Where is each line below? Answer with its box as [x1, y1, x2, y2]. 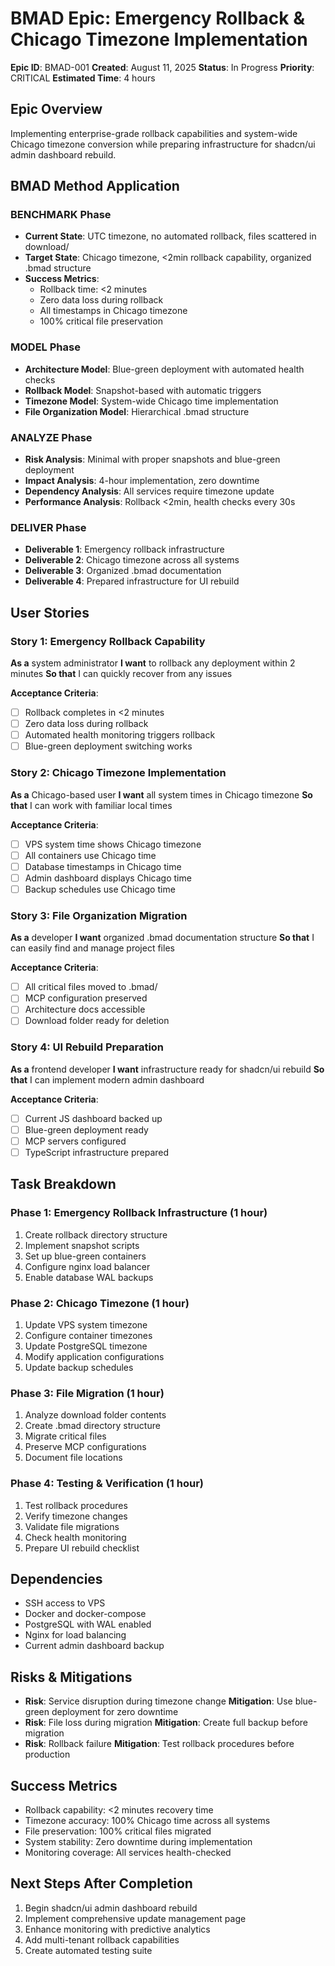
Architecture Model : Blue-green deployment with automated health [24, 363, 305, 375]
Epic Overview [10, 101, 103, 118]
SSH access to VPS [24, 1597, 106, 1609]
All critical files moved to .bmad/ [24, 981, 158, 993]
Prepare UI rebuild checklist [24, 1542, 140, 1554]
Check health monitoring [24, 1531, 127, 1543]
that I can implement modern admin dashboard [10, 1073, 205, 1086]
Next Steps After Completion [10, 1875, 193, 1892]
